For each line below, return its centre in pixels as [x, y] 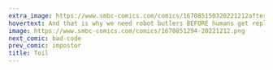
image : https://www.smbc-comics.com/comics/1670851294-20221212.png [127, 31]
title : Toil [28, 53]
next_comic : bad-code [45, 38]
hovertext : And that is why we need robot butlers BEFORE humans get [129, 23]
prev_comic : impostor [45, 46]
